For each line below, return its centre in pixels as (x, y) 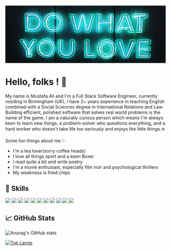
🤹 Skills (17, 189)
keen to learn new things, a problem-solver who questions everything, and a (85, 123)
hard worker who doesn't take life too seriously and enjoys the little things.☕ (85, 129)
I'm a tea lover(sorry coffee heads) (49, 150)
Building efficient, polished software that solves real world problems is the (83, 112)
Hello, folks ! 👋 (36, 82)
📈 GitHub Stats (30, 218)
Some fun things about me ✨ (36, 140)
